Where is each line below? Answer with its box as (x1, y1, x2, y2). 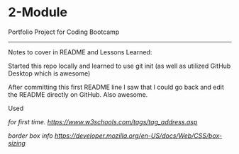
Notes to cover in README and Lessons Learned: (8, 47, 152, 57)
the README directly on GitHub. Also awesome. (8, 90, 148, 99)
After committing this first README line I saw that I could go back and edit (8, 83, 224, 91)
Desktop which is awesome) (8, 69, 91, 78)
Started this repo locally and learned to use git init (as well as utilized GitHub (8, 61, 231, 70)
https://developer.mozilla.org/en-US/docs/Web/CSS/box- (54, 131, 223, 140)
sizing (8, 138, 26, 147)
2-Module (8, 4, 68, 20)
